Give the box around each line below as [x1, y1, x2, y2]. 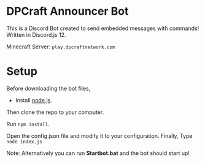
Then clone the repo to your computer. [6, 108, 104, 116]
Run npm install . [6, 120, 50, 127]
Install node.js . [15, 96, 52, 104]
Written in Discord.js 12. [6, 31, 66, 38]
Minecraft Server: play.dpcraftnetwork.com [6, 43, 115, 50]
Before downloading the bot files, [6, 85, 91, 92]
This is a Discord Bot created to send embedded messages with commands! [6, 25, 199, 32]
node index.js [6, 138, 43, 145]
